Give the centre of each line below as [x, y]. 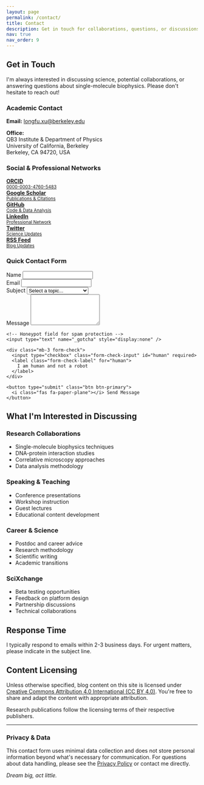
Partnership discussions [45, 605]
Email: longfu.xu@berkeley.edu [46, 121]
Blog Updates [21, 246]
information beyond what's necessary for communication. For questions [97, 757]
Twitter [16, 228]
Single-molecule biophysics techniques [64, 447]
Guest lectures [33, 508]
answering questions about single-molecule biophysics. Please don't [93, 86]
